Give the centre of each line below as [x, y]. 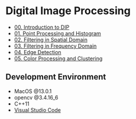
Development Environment [56, 77]
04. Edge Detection [38, 52]
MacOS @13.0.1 [33, 91]
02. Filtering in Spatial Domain [51, 39]
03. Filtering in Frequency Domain [55, 46]
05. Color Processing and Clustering [58, 58]
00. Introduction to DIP [42, 27]
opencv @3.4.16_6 [36, 97]
